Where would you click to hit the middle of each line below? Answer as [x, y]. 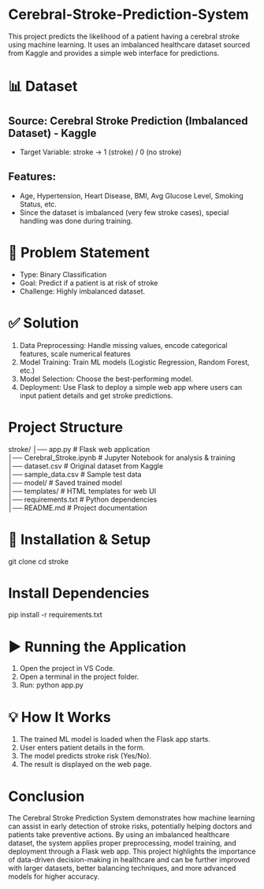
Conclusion [46, 796]
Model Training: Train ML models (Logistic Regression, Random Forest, [134, 362]
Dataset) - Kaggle [52, 133]
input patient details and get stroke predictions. [96, 395]
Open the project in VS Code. [67, 669]
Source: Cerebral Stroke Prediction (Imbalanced [128, 121]
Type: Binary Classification [63, 274]
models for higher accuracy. [54, 876]
